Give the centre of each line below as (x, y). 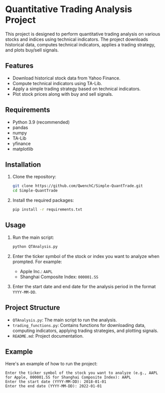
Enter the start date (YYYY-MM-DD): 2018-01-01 (56, 382)
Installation (23, 165)
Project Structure (33, 308)
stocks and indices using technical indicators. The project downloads (77, 39)
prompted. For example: (37, 261)
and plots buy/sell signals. (32, 50)
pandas (20, 127)
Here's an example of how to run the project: (51, 364)
